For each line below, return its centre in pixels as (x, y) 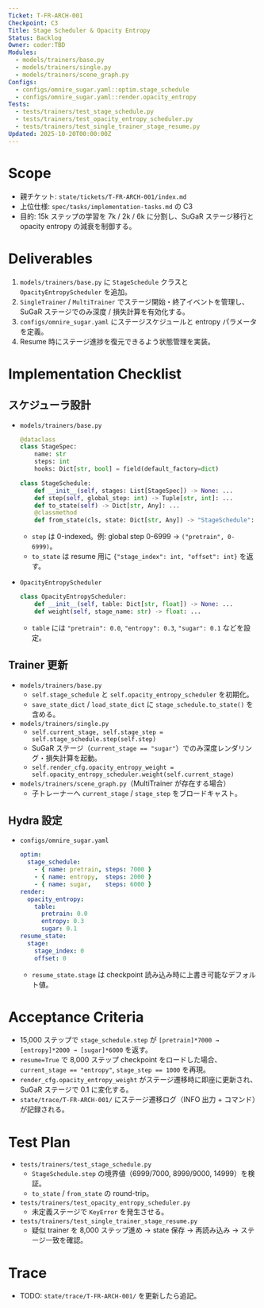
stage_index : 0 (59, 951)
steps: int (52, 462)
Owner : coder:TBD (37, 45)
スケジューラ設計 (50, 405)
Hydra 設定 (35, 820)
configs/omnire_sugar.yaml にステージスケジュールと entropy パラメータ (138, 321)
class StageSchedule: (55, 483)
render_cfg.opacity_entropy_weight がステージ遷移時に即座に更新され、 (138, 1080)
